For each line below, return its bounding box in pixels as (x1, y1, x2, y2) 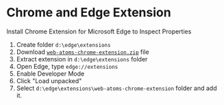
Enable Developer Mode (16, 70, 85, 78)
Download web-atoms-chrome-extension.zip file (16, 48, 149, 56)
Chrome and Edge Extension (6, 5, 172, 20)
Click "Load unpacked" (16, 76, 82, 85)
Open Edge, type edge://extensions (16, 62, 119, 70)
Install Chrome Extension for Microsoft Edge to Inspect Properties (6, 27, 192, 35)
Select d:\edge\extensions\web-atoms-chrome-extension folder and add (16, 84, 217, 92)
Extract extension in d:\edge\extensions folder (16, 55, 148, 63)
